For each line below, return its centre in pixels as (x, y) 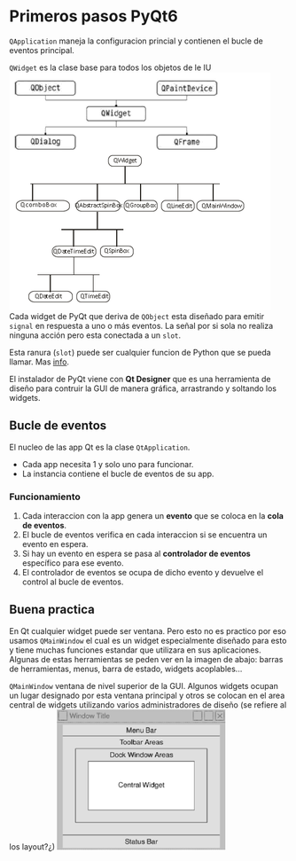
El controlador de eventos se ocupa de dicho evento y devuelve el (143, 573)
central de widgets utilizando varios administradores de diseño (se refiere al (148, 704)
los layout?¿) (32, 846)
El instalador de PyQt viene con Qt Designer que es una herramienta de (140, 379)
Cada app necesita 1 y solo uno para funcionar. (108, 464)
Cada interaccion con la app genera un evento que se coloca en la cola (152, 516)
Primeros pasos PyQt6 (94, 16)
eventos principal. (42, 50)
